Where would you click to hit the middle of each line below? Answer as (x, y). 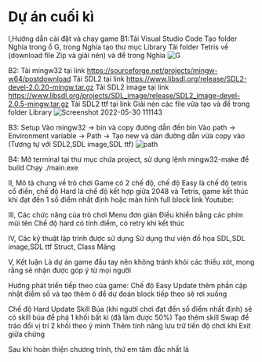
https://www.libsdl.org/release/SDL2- (186, 79)
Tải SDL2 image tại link (132, 87)
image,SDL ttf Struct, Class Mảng (62, 247)
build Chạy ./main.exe (43, 167)
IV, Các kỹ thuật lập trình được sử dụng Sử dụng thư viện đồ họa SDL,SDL (127, 238)
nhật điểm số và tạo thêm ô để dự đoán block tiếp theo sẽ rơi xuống (118, 294)
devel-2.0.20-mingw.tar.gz (51, 87)
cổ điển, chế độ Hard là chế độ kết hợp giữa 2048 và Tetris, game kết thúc (128, 191)
